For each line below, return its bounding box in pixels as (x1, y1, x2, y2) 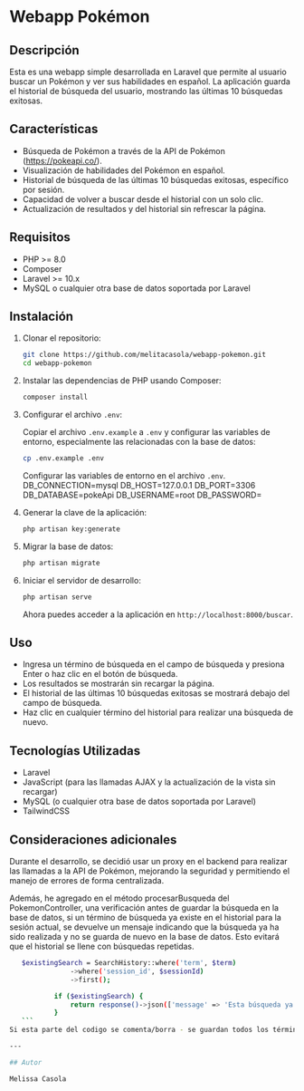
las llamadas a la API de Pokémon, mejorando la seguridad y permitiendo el (9, 865, 290, 876)
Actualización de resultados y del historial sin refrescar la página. (22, 203, 267, 214)
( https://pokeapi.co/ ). (22, 155, 102, 166)
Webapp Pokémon (9, 6, 150, 27)
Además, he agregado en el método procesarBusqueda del (9, 893, 230, 903)
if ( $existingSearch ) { (53, 991, 144, 1000)
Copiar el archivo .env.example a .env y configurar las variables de (22, 427, 271, 438)
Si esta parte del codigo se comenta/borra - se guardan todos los (9, 1026, 270, 1035)
